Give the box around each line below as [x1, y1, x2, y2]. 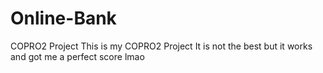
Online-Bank [10, 7, 117, 30]
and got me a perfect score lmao [10, 50, 145, 62]
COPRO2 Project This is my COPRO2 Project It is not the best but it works [10, 40, 313, 52]
